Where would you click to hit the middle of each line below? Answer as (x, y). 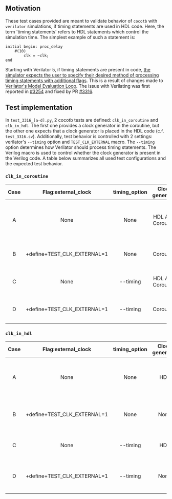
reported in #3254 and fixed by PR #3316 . (49, 91)
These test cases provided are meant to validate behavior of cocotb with (81, 21)
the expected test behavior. (34, 163)
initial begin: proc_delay (34, 46)
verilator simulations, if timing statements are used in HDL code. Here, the (85, 26)
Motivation (23, 8)
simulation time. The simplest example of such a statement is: (70, 37)
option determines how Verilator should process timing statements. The (81, 147)
